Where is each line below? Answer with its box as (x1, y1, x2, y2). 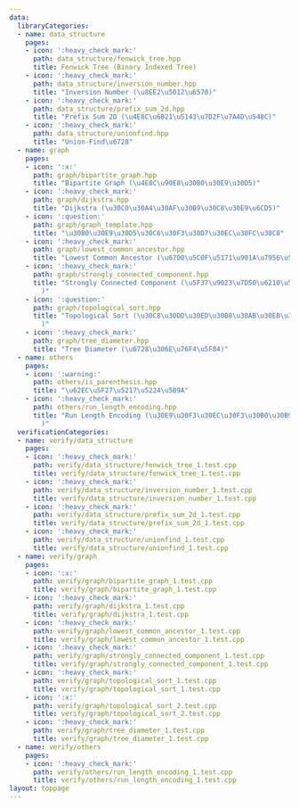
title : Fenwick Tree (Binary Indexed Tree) (32, 63, 198, 72)
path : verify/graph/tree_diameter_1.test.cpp (32, 726, 205, 736)
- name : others (17, 353, 74, 362)
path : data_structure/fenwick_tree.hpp (32, 54, 181, 63)
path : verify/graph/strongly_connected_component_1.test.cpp (32, 652, 265, 661)
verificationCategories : (17, 427, 109, 437)
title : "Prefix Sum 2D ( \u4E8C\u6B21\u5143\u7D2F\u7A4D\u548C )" (32, 112, 277, 121)
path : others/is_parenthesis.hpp (32, 378, 158, 387)
